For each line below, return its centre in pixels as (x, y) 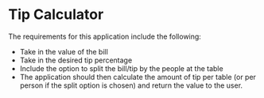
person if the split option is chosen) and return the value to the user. (131, 85)
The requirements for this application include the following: (105, 36)
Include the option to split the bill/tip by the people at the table (122, 68)
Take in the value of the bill (64, 51)
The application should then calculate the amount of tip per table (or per (138, 77)
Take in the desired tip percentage (76, 60)
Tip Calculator (56, 15)
